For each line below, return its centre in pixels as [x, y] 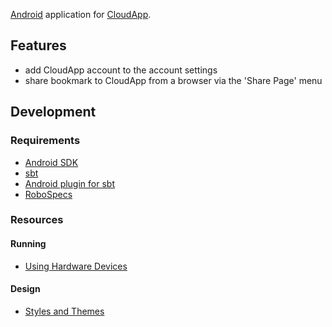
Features [38, 45]
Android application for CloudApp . [81, 14]
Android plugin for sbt [69, 183]
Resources [37, 220]
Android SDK [51, 162]
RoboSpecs [48, 194]
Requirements [45, 141]
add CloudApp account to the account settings [121, 70]
